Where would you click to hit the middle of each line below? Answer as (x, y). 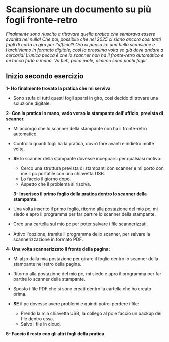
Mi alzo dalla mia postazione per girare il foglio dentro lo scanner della (86, 258)
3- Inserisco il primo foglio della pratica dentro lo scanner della (80, 194)
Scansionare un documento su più (79, 9)
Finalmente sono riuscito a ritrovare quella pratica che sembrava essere (80, 34)
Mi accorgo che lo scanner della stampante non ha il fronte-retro (80, 128)
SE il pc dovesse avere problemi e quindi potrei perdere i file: (76, 304)
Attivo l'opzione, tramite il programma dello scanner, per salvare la (81, 234)
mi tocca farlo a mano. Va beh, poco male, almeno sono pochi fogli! (76, 60)
